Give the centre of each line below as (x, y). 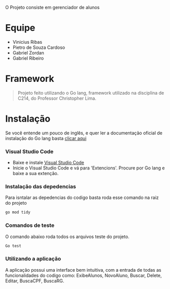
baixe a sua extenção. (36, 174)
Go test (13, 246)
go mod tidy (18, 212)
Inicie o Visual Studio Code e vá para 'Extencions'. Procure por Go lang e (89, 168)
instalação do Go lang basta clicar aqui (46, 138)
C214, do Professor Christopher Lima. (57, 98)
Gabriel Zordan (28, 52)
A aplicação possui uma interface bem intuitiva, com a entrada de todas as (83, 270)
